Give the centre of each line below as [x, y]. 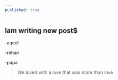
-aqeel [12, 43]
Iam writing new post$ [41, 31]
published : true [22, 10]
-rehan [12, 53]
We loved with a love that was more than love [65, 72]
